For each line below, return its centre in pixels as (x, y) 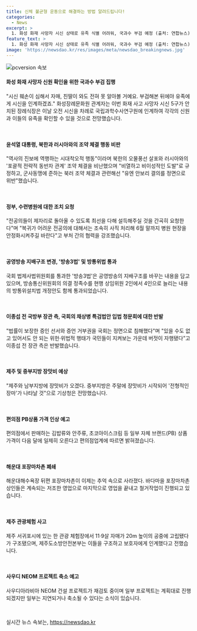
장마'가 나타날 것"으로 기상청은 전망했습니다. (57, 393)
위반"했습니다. (22, 181)
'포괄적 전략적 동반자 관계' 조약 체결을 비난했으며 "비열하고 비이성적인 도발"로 (95, 166)
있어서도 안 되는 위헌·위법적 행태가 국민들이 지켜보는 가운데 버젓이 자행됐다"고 (101, 338)
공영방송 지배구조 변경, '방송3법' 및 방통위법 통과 (61, 261)
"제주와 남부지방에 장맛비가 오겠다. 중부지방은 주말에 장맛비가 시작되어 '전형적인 (98, 385)
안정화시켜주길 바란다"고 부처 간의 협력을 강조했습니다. (69, 236)
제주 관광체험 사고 (26, 521)
